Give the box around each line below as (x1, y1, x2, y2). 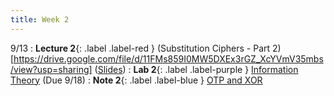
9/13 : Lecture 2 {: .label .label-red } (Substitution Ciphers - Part (10, 42, 271, 54)
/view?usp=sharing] (10, 63, 93, 75)
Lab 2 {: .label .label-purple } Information (133, 63, 299, 75)
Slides (97, 63, 123, 75)
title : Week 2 (10, 14, 70, 25)
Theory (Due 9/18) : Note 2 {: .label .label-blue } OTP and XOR (10, 74, 263, 86)
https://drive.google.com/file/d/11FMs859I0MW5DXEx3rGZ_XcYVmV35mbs (13, 52, 324, 65)
